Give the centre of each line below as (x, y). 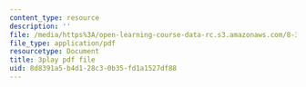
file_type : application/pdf (63, 43)
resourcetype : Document (55, 52)
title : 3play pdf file (52, 60)
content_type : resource (55, 18)
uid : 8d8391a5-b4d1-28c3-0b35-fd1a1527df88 (93, 69)
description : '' (40, 26)
